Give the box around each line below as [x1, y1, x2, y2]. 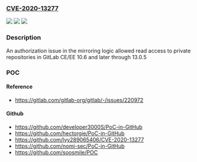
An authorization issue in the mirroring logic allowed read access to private [6, 47, 191, 54]
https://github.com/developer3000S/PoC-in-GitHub [14, 123, 143, 130]
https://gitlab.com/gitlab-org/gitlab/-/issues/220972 [14, 96, 144, 103]
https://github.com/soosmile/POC [14, 148, 98, 156]
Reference [6, 83, 33, 90]
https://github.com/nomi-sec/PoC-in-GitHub [14, 142, 125, 149]
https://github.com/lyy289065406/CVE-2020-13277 [14, 136, 144, 143]
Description [6, 33, 41, 42]
